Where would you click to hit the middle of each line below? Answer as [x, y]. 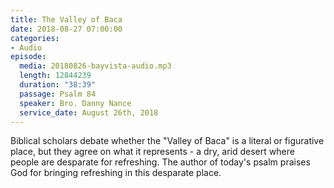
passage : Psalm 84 [58, 94]
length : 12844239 [55, 76]
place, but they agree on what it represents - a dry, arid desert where [152, 152]
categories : [35, 38]
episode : [28, 57]
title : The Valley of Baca [66, 19]
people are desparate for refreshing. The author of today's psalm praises [160, 162]
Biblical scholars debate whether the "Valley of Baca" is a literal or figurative [167, 141]
